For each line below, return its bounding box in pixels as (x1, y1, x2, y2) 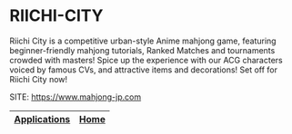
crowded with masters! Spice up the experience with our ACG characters (9, 54, 284, 65)
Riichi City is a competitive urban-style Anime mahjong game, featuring (9, 35, 277, 46)
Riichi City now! (9, 73, 68, 84)
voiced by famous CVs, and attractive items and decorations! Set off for (9, 64, 278, 75)
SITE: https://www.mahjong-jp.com (9, 91, 142, 102)
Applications (14, 112, 71, 125)
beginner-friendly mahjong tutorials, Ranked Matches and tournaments (9, 44, 276, 55)
